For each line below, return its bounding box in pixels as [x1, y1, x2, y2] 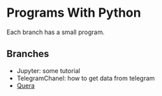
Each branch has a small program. [6, 28, 105, 36]
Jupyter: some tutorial [16, 66, 81, 74]
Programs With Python [6, 5, 141, 21]
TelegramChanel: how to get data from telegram [16, 74, 155, 82]
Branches [6, 48, 50, 60]
